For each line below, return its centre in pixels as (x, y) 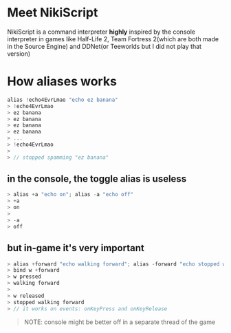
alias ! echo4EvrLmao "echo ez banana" (63, 100)
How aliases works (62, 82)
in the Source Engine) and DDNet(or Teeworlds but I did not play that (104, 46)
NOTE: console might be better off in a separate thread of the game (120, 322)
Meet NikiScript (53, 13)
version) (19, 54)
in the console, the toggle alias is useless (97, 179)
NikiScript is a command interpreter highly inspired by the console (101, 32)
